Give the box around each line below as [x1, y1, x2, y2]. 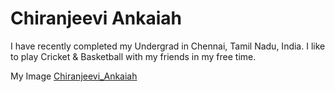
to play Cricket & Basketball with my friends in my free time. [10, 50, 257, 62]
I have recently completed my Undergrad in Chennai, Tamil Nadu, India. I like [10, 40, 326, 52]
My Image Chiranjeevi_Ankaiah [10, 70, 138, 82]
